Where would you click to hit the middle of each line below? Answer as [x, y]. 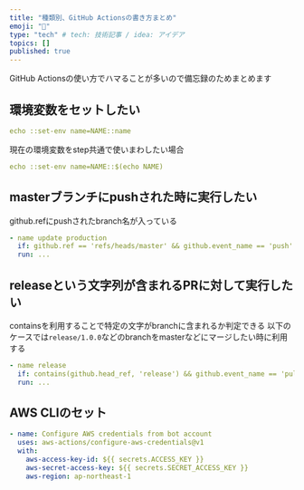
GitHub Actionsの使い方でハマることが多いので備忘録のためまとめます [141, 79]
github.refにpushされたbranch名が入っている [94, 221]
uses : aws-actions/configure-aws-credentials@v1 [111, 443]
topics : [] [30, 43]
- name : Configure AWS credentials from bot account [111, 434]
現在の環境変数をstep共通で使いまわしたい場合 [97, 149]
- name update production [58, 238]
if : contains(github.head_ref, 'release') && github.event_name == [147, 374]
